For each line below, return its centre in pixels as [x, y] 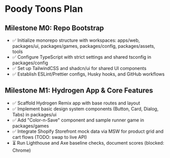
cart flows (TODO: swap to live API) [50, 137]
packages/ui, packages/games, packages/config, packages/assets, [84, 46]
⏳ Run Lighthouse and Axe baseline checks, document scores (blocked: [88, 143]
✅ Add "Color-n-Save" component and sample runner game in [78, 120]
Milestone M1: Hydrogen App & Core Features [79, 91]
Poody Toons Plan [44, 9]
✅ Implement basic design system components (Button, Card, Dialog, [85, 109]
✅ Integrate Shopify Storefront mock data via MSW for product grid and [88, 131]
